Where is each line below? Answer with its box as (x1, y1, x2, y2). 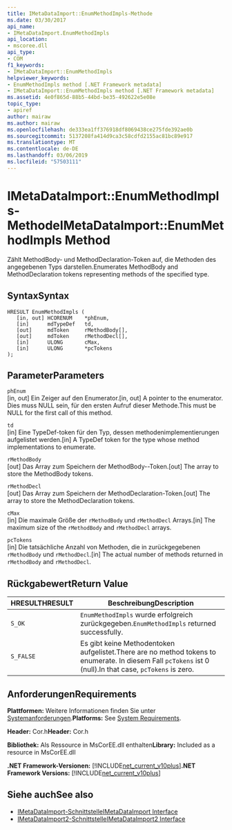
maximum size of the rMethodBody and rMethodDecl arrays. (7, 524, 172, 532)
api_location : (7, 36, 48, 43)
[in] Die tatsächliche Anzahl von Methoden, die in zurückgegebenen (7, 543, 200, 551)
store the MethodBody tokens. (7, 470, 94, 478)
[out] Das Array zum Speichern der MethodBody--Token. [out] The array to (7, 462, 219, 471)
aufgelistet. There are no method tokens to (80, 647, 216, 657)
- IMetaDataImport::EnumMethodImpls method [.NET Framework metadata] (7, 87, 215, 94)
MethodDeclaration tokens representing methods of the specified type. (7, 270, 209, 278)
